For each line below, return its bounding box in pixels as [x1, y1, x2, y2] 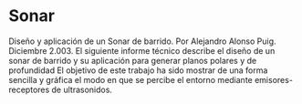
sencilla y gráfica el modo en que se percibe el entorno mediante [8, 74, 253, 85]
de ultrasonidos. [51, 84, 113, 95]
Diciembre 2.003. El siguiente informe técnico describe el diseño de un [8, 45, 276, 56]
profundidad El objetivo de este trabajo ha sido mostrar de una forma [8, 65, 268, 76]
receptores [8, 84, 50, 95]
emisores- [254, 74, 294, 85]
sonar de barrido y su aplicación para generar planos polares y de [8, 55, 257, 66]
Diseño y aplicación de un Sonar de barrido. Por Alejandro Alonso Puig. [8, 36, 276, 47]
